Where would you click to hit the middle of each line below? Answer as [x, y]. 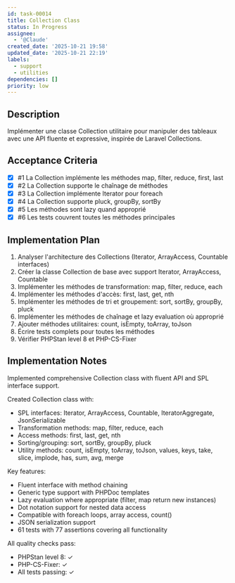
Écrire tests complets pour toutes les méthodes [86, 332]
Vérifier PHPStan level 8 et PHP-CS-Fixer [77, 339]
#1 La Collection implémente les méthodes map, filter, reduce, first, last [120, 177]
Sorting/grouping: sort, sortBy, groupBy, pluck [84, 442]
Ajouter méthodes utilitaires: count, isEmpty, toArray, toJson [104, 324]
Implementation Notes [57, 361]
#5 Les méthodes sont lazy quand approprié [82, 210]
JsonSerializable [42, 420]
